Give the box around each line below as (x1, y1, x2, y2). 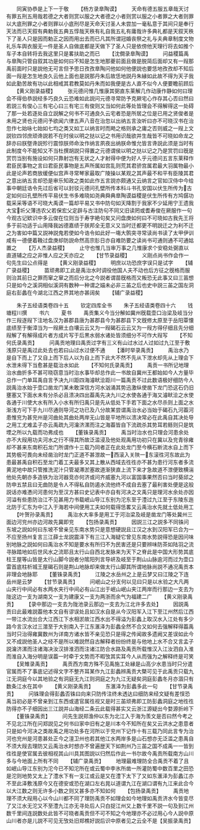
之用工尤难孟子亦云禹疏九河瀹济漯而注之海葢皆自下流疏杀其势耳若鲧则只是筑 (6, 421, 194, 428)
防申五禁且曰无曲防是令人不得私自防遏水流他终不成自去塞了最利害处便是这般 (6, 481, 194, 488)
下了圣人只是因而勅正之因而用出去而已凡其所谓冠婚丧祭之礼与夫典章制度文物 (6, 35, 194, 42)
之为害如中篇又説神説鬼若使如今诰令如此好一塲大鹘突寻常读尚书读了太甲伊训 (6, 229, 194, 236)
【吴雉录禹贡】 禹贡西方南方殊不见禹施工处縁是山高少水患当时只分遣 (16, 660, 193, 667)
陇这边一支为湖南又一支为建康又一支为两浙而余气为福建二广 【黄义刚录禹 (6, 593, 193, 600)
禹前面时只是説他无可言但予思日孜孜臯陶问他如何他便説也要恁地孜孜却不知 (6, 65, 189, 72)
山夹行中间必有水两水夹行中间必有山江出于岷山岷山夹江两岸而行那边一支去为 (6, 586, 194, 593)
